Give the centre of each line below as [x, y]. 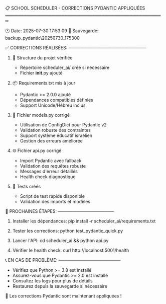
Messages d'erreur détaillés [49, 171]
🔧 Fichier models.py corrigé [41, 115]
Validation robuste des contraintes [55, 130]
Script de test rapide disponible [52, 196]
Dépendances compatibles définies [57, 100]
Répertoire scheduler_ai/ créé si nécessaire [65, 67]
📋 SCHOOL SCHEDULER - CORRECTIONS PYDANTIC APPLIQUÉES [75, 8]
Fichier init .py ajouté [41, 73]
